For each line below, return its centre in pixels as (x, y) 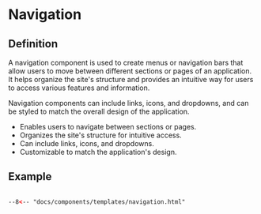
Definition (33, 44)
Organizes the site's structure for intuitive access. (100, 135)
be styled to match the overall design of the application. (99, 111)
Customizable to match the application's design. (98, 152)
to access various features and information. (79, 88)
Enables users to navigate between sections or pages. (108, 127)
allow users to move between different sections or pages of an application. (130, 71)
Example (30, 176)
